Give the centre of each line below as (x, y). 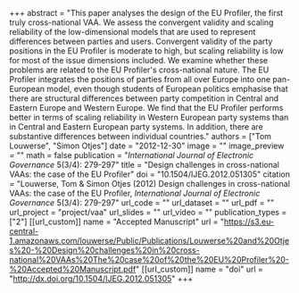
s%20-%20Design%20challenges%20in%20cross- (105, 250)
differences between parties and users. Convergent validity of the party (141, 41)
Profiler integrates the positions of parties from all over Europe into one (140, 79)
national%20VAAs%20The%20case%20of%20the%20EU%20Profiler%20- (149, 260)
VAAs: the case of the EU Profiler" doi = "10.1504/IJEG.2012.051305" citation (149, 174)
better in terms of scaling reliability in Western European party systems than (149, 117)
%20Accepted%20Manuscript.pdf (73, 269)
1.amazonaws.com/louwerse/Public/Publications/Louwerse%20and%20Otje (149, 241)
